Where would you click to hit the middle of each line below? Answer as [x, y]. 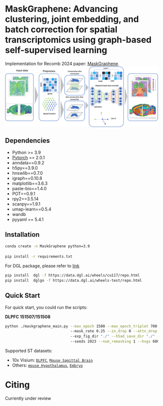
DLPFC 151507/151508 [28, 317]
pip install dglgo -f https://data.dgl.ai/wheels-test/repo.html [73, 280]
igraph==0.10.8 [27, 178]
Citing [17, 385]
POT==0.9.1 [24, 194]
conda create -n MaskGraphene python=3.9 [48, 246]
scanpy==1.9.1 [26, 204]
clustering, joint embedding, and [72, 19]
